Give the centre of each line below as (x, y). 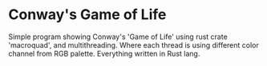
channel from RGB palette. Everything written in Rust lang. (104, 53)
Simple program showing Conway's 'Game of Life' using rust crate (118, 37)
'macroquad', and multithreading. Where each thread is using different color (133, 45)
